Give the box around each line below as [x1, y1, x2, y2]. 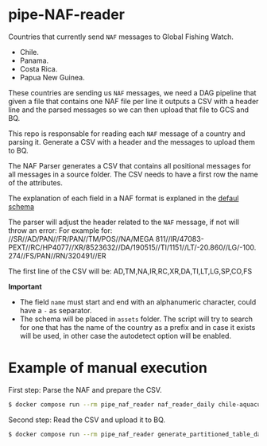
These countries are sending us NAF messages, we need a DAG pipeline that [8, 87, 257, 97]
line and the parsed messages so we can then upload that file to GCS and [8, 105, 249, 114]
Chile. [19, 47, 40, 56]
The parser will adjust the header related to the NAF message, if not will [8, 217, 240, 227]
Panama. [19, 56, 49, 65]
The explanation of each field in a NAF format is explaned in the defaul [8, 193, 239, 203]
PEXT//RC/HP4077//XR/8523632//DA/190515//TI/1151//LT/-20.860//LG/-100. [8, 242, 257, 252]
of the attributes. [8, 177, 64, 188]
